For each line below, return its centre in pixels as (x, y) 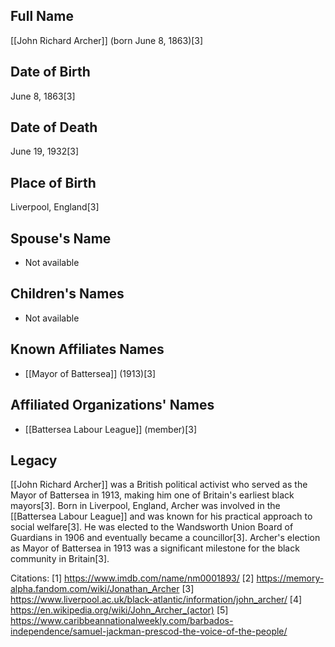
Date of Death (54, 127)
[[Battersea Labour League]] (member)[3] (111, 429)
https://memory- (290, 578)
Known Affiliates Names (87, 349)
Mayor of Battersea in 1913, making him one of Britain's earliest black (152, 495)
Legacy (34, 460)
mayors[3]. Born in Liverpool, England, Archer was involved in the (145, 506)
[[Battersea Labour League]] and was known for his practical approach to (161, 516)
